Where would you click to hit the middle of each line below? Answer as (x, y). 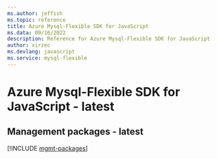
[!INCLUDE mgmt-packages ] (47, 148)
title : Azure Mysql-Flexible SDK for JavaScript (78, 26)
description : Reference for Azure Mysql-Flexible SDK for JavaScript (109, 39)
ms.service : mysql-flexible (47, 58)
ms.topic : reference (37, 20)
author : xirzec (29, 45)
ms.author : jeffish (35, 13)
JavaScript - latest (61, 106)
